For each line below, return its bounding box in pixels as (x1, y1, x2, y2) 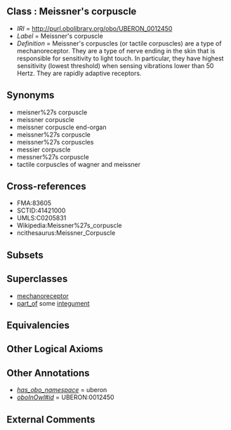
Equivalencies (6, 319, 70, 332)
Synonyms (6, 89, 55, 101)
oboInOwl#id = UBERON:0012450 (16, 393, 114, 402)
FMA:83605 (16, 199, 52, 208)
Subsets (6, 249, 44, 261)
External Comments (6, 413, 95, 425)
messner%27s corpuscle (16, 152, 89, 161)
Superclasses (6, 273, 68, 285)
